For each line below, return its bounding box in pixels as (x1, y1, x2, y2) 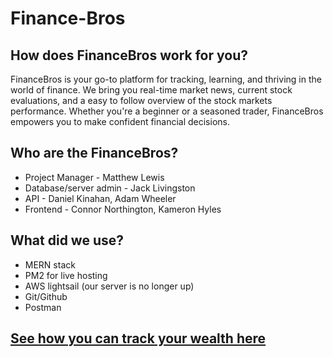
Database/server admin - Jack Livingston (24, 182, 196, 194)
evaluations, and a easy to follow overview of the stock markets (10, 95, 273, 106)
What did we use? (10, 232, 125, 249)
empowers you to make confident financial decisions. (10, 116, 230, 127)
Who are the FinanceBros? (10, 145, 179, 162)
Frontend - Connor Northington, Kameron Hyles (24, 203, 222, 215)
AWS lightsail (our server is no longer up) (24, 280, 195, 292)
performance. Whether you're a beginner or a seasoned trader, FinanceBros (10, 105, 324, 117)
